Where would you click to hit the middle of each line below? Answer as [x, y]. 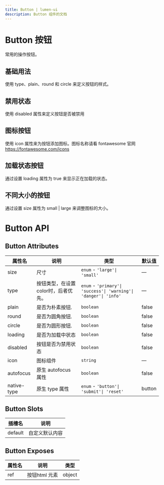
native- [16, 385]
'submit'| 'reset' [102, 391]
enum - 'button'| [100, 386]
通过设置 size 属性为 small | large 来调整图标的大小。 [58, 208]
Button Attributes [32, 246]
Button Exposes [30, 451]
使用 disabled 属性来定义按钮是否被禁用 [45, 114]
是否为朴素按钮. [54, 307]
